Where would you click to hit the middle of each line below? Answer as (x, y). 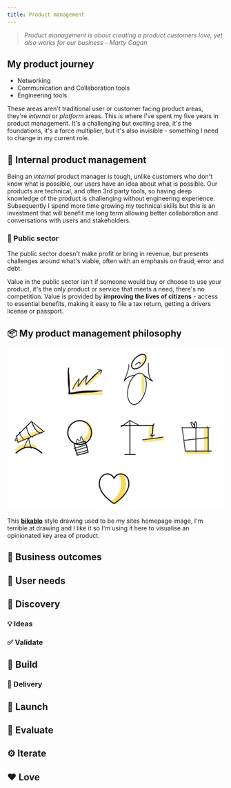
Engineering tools (42, 95)
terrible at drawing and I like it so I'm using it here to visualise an (98, 528)
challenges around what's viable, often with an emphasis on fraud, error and (115, 261)
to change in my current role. (48, 138)
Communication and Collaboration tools (73, 88)
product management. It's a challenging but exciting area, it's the (99, 124)
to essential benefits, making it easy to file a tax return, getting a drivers (109, 303)
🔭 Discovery (34, 604)
